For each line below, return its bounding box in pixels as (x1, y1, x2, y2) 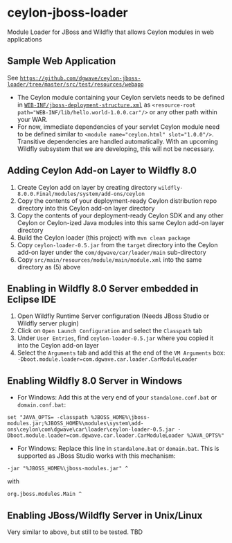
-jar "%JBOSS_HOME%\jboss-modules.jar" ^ (7, 465, 129, 472)
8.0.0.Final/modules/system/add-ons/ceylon (17, 190, 145, 197)
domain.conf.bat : (17, 400, 66, 409)
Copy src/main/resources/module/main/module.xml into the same (17, 255, 202, 264)
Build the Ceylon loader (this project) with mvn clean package (17, 233, 190, 242)
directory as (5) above (17, 262, 81, 271)
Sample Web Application (7, 55, 116, 67)
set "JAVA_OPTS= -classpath (7, 414, 89, 421)
